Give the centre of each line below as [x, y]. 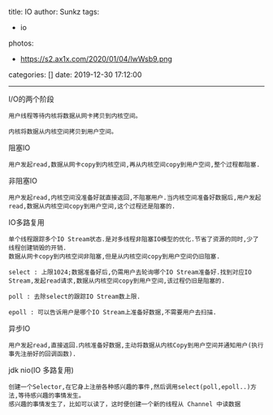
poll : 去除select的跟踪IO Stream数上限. [74, 296]
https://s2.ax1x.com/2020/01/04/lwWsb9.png [96, 59]
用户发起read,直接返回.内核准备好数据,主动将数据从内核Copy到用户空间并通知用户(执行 [136, 345]
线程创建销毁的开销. [38, 248]
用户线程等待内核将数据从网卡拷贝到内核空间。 [75, 116]
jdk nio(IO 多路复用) [41, 370]
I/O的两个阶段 [31, 99]
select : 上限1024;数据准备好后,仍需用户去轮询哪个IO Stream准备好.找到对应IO [130, 272]
